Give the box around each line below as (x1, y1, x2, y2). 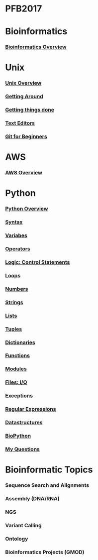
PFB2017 (5, 3, 42, 14)
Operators (5, 245, 31, 252)
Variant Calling (5, 522, 42, 529)
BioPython (5, 432, 31, 439)
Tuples (5, 326, 22, 333)
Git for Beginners (5, 133, 47, 140)
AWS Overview (5, 169, 42, 176)
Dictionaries (5, 339, 36, 346)
